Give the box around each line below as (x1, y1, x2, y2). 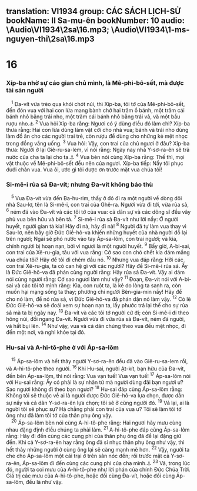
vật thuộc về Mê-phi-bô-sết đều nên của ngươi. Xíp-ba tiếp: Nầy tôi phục (6, 160, 183, 167)
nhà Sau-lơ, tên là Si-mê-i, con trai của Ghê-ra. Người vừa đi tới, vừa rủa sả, (6, 201, 189, 208)
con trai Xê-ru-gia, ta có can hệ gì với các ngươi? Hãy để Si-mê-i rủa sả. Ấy (6, 262, 188, 269)
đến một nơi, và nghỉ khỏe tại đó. (6, 329, 86, 336)
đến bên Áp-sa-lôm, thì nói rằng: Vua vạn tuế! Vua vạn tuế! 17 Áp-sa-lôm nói (6, 371, 191, 379)
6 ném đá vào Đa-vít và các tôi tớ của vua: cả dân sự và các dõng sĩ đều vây (6, 207, 191, 215)
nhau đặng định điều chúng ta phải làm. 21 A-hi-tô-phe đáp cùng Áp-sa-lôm (6, 425, 190, 433)
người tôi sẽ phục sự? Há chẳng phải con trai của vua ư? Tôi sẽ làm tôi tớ (6, 405, 182, 413)
